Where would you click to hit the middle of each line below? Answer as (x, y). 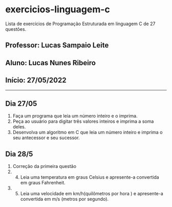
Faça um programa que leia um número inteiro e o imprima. (75, 116)
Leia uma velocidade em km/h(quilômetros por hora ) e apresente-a (92, 194)
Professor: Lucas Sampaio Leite (57, 45)
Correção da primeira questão (45, 166)
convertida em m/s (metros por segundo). (64, 199)
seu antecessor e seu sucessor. (46, 138)
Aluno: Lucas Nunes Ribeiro (51, 63)
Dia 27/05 (21, 103)
